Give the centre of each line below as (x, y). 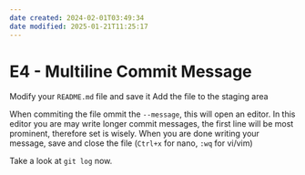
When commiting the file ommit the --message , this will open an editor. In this (152, 114)
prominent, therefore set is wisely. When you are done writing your (134, 134)
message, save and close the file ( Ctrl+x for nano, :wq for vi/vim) (131, 143)
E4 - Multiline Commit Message (131, 72)
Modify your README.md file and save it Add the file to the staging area (139, 97)
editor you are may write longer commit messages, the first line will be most (152, 124)
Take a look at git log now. (61, 161)
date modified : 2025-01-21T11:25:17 (79, 26)
